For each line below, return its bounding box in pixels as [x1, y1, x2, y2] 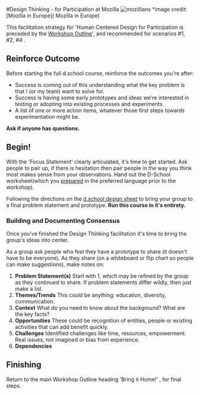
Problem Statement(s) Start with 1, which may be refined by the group [14, 272, 189, 279]
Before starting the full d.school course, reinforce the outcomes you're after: [6, 70, 194, 77]
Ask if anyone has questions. [6, 125, 80, 132]
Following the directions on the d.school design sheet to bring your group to [6, 195, 193, 202]
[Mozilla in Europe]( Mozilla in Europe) [6, 12, 100, 19]
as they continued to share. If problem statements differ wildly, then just [14, 279, 192, 286]
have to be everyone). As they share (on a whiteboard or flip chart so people [6, 254, 194, 261]
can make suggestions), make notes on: [6, 261, 104, 268]
